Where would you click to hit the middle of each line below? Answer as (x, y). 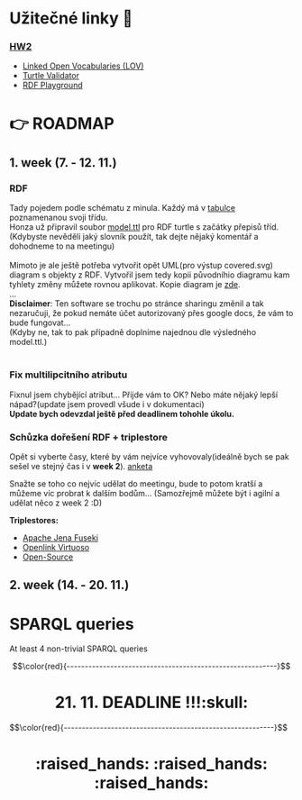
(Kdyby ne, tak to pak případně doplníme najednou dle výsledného (133, 332)
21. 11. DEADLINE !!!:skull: (151, 703)
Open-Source (48, 557)
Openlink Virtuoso (56, 547)
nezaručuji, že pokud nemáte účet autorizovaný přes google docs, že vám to (151, 314)
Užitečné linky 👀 (71, 18)
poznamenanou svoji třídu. (59, 218)
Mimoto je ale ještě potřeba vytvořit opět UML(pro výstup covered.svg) (141, 266)
